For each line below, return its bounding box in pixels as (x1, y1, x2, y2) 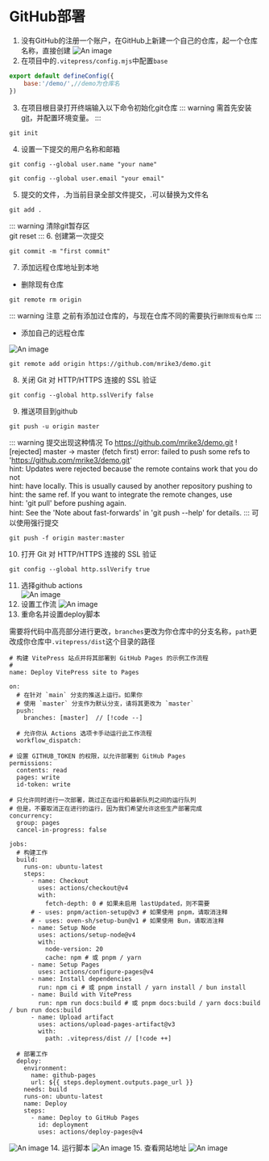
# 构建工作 (16, 848, 48, 856)
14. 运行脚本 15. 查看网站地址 (50, 1142, 187, 1152)
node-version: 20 (44, 944, 104, 953)
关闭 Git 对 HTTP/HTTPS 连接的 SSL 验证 (20, 375, 157, 385)
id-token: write (16, 780, 71, 789)
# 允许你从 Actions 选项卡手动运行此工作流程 (16, 729, 152, 738)
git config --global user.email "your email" (9, 175, 164, 183)
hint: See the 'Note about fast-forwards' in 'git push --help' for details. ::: (9, 507, 250, 517)
